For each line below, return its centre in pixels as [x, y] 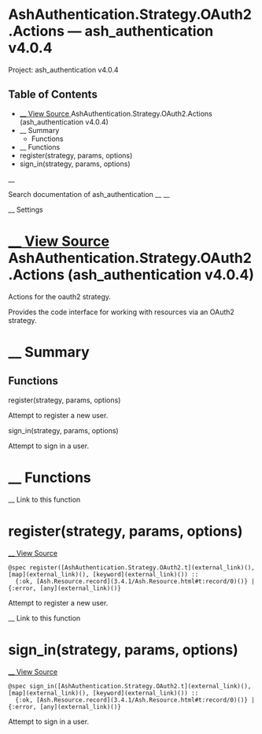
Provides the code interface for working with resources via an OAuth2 [121, 312]
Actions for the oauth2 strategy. [60, 296]
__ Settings [26, 209]
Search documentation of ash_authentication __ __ [89, 194]
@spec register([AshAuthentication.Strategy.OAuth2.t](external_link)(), [132, 567]
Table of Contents [53, 95]
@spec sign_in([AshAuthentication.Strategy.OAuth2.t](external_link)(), [130, 686]
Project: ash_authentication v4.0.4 [64, 69]
